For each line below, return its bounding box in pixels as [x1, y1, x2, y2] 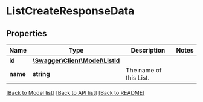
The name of [126, 66, 162, 74]
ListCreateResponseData [6, 4, 135, 18]
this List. [126, 74, 150, 82]
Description [130, 46, 166, 54]
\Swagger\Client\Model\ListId [32, 56, 120, 65]
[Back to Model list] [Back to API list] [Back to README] [6, 89, 145, 96]
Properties [6, 28, 47, 39]
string [32, 70, 50, 78]
